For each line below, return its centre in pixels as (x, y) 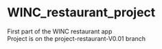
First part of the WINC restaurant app (60, 31)
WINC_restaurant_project (81, 13)
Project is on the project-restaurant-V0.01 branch (77, 38)
